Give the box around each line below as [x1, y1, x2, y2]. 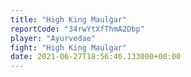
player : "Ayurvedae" [10, 33, 97, 43]
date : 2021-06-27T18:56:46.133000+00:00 [10, 52, 182, 62]
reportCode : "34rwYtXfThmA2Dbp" [10, 24, 145, 34]
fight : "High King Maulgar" [10, 42, 128, 53]
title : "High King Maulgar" [10, 14, 128, 25]
